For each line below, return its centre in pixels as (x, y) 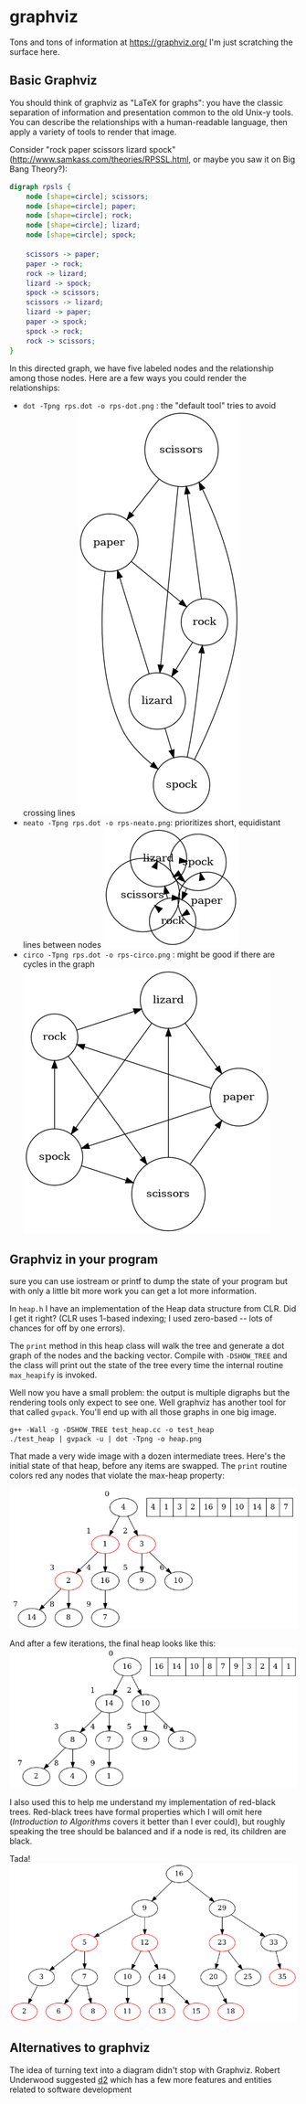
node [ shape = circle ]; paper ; (81, 206)
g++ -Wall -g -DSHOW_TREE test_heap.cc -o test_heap (112, 1430)
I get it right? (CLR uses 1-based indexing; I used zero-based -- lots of (141, 1319)
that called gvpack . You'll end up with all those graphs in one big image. (143, 1412)
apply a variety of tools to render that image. (93, 132)
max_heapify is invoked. (53, 1375)
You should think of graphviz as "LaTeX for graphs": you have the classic (146, 102)
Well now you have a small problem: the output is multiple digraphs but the (150, 1393)
